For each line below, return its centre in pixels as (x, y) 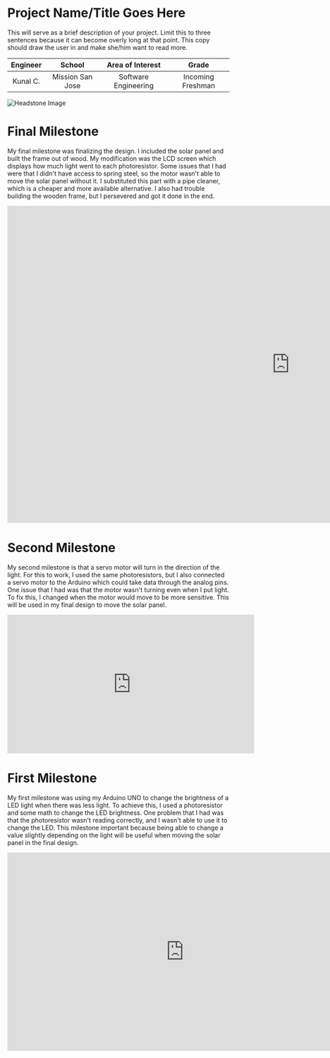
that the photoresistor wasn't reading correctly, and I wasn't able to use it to (117, 820)
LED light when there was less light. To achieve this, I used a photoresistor (115, 805)
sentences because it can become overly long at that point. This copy (109, 39)
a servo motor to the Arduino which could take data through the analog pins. (118, 582)
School (72, 65)
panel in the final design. (43, 842)
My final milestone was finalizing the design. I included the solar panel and (116, 151)
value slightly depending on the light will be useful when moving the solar (114, 835)
